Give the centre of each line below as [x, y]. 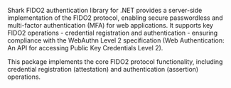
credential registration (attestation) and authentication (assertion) [103, 69]
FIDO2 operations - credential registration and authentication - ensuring [113, 33]
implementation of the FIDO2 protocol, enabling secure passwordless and [115, 18]
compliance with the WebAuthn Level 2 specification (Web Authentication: [116, 40]
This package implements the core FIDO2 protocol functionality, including [115, 62]
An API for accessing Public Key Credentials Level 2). [85, 48]
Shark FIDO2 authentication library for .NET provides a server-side [105, 10]
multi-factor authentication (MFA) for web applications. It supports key [110, 25]
